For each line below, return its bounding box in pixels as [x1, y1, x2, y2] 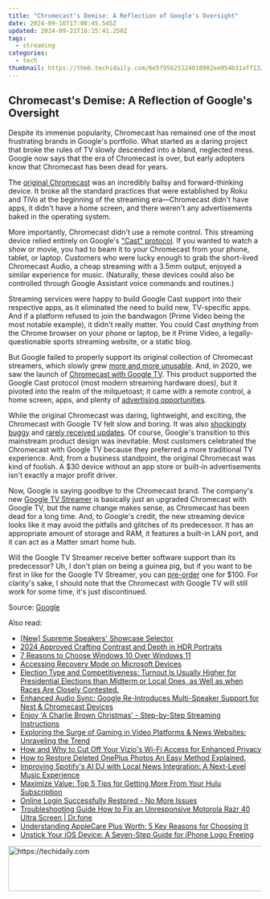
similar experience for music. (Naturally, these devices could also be [8, 270, 235, 280]
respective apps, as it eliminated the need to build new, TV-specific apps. [8, 302, 252, 312]
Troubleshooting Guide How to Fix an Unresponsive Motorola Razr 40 [19, 804, 251, 814]
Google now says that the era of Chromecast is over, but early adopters [8, 153, 245, 163]
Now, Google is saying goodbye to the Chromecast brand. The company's [8, 485, 253, 495]
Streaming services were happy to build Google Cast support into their [8, 294, 242, 304]
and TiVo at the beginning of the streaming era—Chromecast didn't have [8, 194, 249, 204]
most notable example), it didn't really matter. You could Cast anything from [8, 319, 259, 329]
